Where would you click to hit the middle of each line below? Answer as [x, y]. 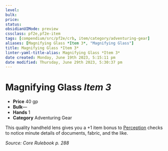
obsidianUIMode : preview [32, 29]
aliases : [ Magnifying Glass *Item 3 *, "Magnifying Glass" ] [70, 43]
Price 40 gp [25, 102]
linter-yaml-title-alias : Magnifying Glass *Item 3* [63, 53]
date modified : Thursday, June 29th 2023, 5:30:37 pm [64, 62]
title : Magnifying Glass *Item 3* [42, 48]
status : [14, 24]
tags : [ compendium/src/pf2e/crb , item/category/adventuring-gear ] [78, 39]
